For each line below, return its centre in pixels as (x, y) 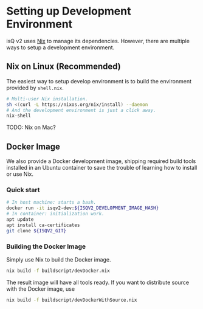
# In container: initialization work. (55, 214)
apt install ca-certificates (43, 225)
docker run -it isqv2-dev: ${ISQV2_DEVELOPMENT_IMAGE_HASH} (83, 208)
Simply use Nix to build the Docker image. (59, 259)
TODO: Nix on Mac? (31, 127)
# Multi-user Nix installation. (47, 99)
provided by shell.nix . (35, 88)
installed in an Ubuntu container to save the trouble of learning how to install (102, 168)
